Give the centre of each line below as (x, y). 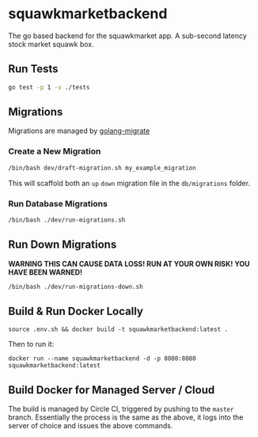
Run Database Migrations (58, 203)
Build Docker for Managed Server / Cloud (112, 390)
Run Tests (33, 69)
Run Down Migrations (63, 245)
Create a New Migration (55, 151)
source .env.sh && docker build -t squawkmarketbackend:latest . (118, 329)
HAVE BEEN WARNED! (46, 272)
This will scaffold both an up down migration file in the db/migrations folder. (129, 183)
